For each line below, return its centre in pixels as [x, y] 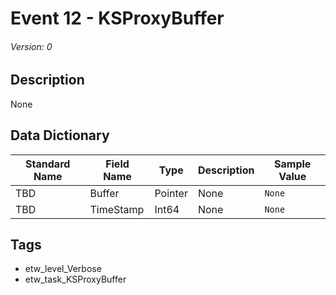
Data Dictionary [60, 135]
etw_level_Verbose [63, 269]
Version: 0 [31, 46]
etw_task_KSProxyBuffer [75, 279]
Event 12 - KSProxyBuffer [117, 18]
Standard [48, 164]
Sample [293, 164]
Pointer [171, 193]
